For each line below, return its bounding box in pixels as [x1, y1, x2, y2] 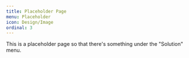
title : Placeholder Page [6, 8, 67, 14]
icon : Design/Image [6, 19, 54, 25]
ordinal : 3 [6, 24, 33, 31]
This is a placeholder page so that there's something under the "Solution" [6, 41, 183, 48]
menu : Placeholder [6, 14, 51, 20]
